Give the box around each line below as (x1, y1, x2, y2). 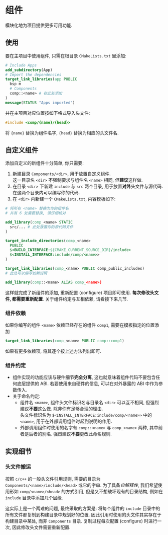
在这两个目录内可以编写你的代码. (12, 190, 80, 196)
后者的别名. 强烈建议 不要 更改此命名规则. (29, 431, 112, 437)
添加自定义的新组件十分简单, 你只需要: (5, 160, 84, 166)
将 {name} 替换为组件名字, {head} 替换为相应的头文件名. (5, 129, 119, 136)
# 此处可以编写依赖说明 (5, 270, 48, 276)
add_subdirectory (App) (5, 67, 53, 72)
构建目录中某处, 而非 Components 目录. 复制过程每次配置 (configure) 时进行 (5, 518, 157, 524)
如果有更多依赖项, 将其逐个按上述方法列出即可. (5, 348, 102, 354)
